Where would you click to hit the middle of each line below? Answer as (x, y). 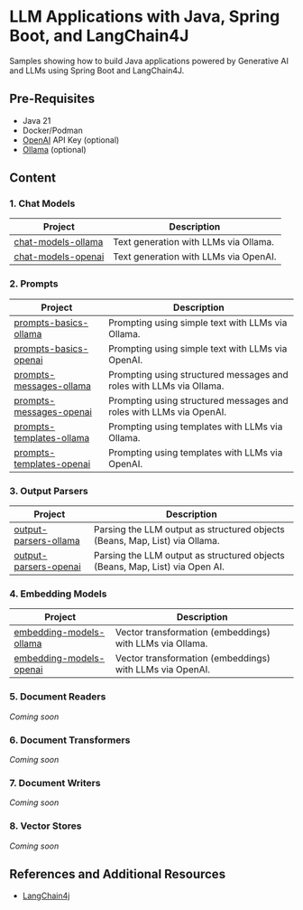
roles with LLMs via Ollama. (166, 386)
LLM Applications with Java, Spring (145, 17)
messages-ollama (53, 386)
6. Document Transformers (70, 740)
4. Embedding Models (58, 594)
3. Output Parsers (49, 491)
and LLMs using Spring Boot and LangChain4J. (97, 70)
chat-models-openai (59, 257)
